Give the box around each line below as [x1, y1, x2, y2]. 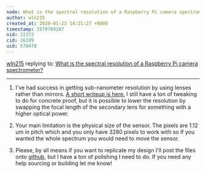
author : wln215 [6, 15, 45, 21]
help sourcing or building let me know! [15, 160, 112, 167]
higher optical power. [15, 109, 69, 117]
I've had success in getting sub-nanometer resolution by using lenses [15, 84, 192, 91]
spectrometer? [6, 66, 44, 73]
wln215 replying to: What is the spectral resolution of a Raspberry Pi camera [6, 59, 198, 67]
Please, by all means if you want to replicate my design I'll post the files [15, 146, 196, 153]
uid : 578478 [6, 43, 37, 50]
